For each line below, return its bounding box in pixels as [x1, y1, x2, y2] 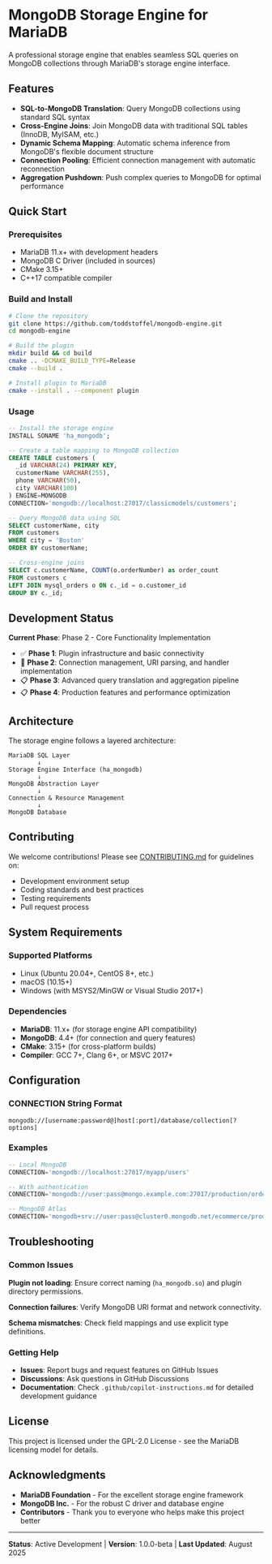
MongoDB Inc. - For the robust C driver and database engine [19, 1498, 224, 1508]
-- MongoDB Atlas [8, 1205, 67, 1213]
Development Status [8, 611, 114, 625]
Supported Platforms [8, 950, 93, 961]
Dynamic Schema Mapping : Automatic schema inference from [19, 138, 231, 148]
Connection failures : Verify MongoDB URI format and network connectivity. [8, 1302, 261, 1312]
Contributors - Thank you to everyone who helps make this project [19, 1507, 244, 1517]
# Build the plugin [8, 342, 74, 350]
